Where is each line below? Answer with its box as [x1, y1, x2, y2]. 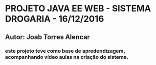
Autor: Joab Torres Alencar [5, 33, 90, 41]
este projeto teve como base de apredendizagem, [5, 47, 126, 54]
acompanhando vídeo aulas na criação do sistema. [5, 53, 129, 60]
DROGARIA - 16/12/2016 [5, 13, 104, 24]
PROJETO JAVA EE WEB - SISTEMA [5, 3, 151, 14]
